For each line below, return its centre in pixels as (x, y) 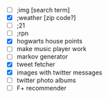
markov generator (42, 57)
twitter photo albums (46, 80)
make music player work (51, 49)
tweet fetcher (36, 64)
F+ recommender (41, 88)
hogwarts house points (49, 41)
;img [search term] (43, 10)
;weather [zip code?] (46, 18)
